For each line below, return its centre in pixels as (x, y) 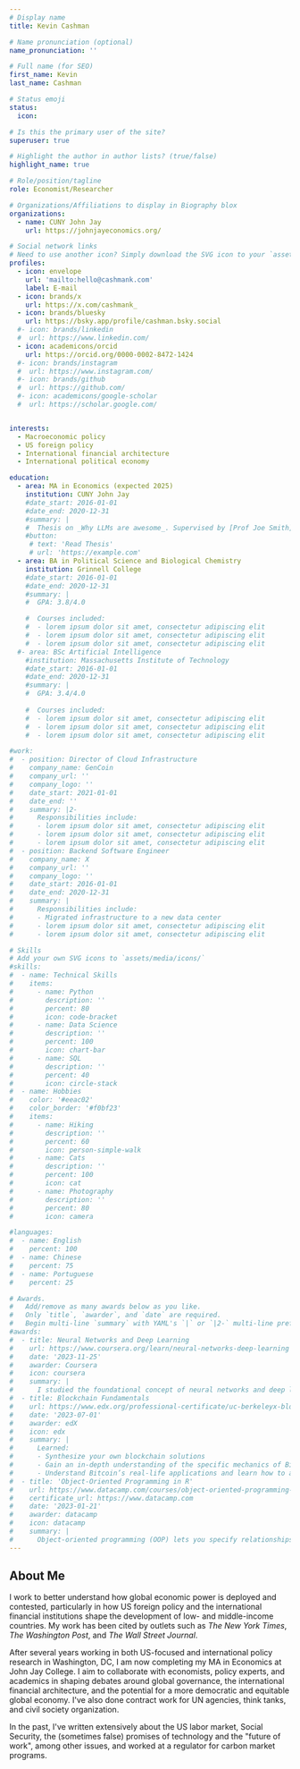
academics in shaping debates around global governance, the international (147, 1681)
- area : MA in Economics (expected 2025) (96, 487)
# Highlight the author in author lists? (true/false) (113, 157)
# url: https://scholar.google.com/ (87, 404)
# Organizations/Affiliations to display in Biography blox (124, 205)
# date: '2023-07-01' (55, 1415)
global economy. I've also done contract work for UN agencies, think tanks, (148, 1700)
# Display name (37, 17)
